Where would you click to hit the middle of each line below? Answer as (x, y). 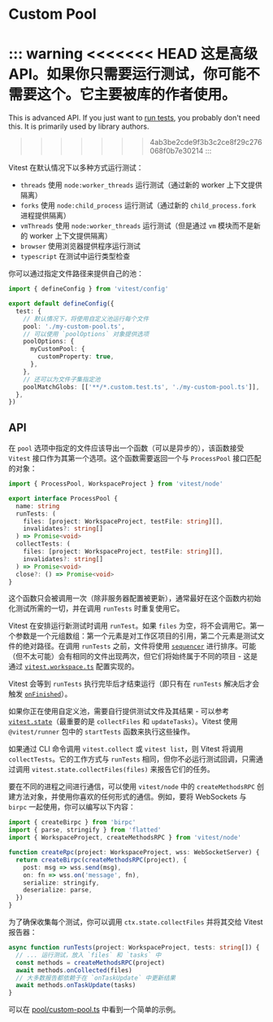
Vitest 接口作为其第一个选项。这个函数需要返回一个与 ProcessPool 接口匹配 (135, 458)
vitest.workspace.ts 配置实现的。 (81, 667)
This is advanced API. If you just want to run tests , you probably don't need (134, 118)
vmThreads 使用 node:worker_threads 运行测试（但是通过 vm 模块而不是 (137, 226)
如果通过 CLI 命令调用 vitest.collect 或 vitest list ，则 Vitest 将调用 (126, 749)
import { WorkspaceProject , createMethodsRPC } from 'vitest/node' (125, 838)
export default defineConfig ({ (61, 304)
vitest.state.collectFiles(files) (90, 770)
